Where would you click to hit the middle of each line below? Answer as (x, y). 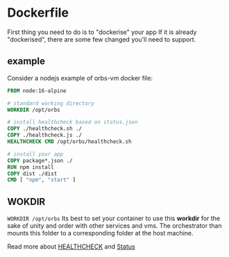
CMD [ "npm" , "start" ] (42, 180)
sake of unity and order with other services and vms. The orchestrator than (114, 226)
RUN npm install (31, 167)
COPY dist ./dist (32, 174)
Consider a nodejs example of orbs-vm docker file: (80, 78)
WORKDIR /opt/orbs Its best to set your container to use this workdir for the (114, 218)
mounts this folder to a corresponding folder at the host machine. (100, 233)
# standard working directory (51, 103)
